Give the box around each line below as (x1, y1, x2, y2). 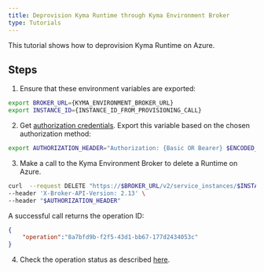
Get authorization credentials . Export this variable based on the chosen (19, 121, 250, 130)
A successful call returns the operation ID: (8, 211, 145, 220)
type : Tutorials (8, 19, 61, 27)
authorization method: (19, 129, 92, 138)
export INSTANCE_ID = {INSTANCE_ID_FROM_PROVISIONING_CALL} (8, 107, 202, 115)
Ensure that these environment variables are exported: (19, 84, 196, 94)
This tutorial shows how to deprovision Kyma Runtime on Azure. (8, 40, 215, 50)
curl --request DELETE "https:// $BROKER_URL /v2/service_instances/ (8, 182, 237, 189)
